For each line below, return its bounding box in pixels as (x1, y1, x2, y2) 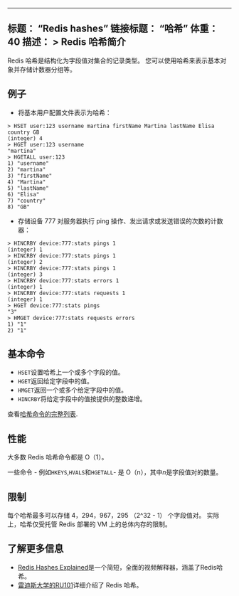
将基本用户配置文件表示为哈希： (17, 108, 112, 117)
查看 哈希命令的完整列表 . (7, 410, 78, 418)
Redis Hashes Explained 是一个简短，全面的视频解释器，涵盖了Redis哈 (17, 563, 223, 571)
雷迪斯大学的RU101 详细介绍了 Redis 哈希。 (17, 580, 143, 589)
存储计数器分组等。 (19, 65, 76, 73)
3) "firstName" (7, 172, 53, 179)
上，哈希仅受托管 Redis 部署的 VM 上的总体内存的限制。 (7, 520, 172, 528)
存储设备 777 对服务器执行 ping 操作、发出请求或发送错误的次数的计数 (17, 216, 223, 225)
